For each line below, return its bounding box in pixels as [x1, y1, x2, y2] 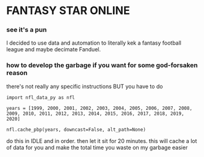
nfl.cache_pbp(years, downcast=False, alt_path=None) [6, 126, 147, 133]
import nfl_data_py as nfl [6, 94, 75, 101]
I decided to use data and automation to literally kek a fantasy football [6, 39, 182, 46]
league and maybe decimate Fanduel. [6, 46, 101, 53]
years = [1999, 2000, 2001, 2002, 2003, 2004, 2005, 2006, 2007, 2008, [6, 105, 192, 111]
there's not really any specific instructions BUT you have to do [6, 82, 163, 90]
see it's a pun [6, 26, 47, 34]
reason [6, 68, 28, 77]
